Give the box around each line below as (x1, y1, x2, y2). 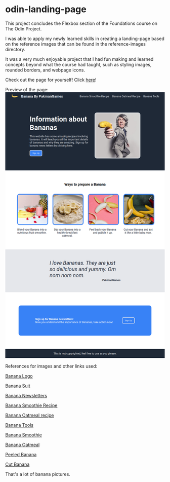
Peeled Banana (5, 452, 37, 458)
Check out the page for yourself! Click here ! (5, 77, 97, 83)
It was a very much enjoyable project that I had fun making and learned (5, 56, 154, 62)
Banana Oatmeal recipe (5, 412, 54, 419)
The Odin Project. (5, 25, 42, 31)
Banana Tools (5, 422, 34, 428)
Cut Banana (5, 461, 30, 467)
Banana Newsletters (5, 393, 47, 399)
